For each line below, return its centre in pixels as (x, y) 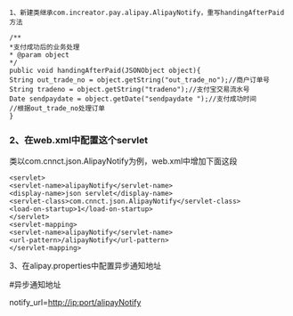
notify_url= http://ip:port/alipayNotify (75, 303)
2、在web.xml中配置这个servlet (79, 140)
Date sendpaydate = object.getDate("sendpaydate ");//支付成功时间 (133, 99)
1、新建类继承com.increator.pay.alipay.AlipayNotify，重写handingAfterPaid (147, 12)
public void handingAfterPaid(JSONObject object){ (105, 70)
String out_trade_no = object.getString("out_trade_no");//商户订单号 (139, 80)
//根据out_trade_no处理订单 (57, 109)
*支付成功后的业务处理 (45, 47)
